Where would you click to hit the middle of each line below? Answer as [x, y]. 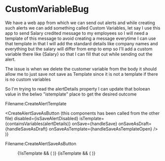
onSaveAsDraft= [135, 124]
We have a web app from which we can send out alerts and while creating [80, 23]
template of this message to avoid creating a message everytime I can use [81, 38]
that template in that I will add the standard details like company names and [82, 43]
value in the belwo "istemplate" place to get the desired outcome [71, 94]
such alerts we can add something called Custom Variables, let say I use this [83, 28]
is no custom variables [28, 79]
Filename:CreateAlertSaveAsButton [41, 143]
